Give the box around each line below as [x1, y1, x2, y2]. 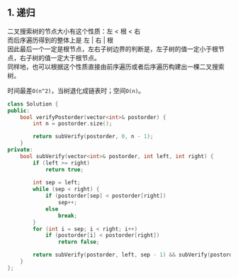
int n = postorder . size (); [33, 120, 113, 128]
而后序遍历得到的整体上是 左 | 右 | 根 [7, 35, 113, 44]
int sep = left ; [33, 179, 81, 187]
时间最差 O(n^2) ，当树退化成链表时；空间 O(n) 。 [7, 86, 145, 94]
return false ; [57, 238, 100, 246]
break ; [57, 212, 78, 219]
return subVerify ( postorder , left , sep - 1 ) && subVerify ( [33, 251, 211, 259]
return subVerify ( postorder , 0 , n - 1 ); [33, 133, 154, 140]
